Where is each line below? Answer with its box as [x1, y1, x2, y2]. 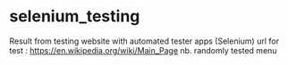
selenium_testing [9, 6, 140, 27]
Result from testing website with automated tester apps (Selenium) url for [9, 36, 280, 46]
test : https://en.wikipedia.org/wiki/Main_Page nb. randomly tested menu [9, 45, 277, 55]
